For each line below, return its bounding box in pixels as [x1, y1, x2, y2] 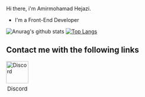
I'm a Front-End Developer [14, 17, 79, 23]
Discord [7, 85, 28, 92]
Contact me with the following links [6, 45, 139, 55]
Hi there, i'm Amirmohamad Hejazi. [6, 5, 91, 12]
